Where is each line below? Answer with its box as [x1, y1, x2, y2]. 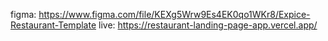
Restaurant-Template [10, 19, 97, 31]
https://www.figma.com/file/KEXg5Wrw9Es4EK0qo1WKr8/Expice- [38, 9, 311, 20]
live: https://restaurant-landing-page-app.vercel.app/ [98, 19, 318, 31]
